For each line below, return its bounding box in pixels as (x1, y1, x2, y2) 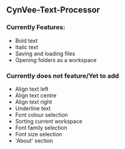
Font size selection (15, 130, 62, 137)
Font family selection (15, 124, 68, 131)
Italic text (15, 43, 38, 50)
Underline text (15, 105, 51, 112)
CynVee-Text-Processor (6, 5, 100, 15)
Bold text (15, 36, 38, 44)
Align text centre (15, 91, 56, 99)
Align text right (15, 98, 52, 105)
